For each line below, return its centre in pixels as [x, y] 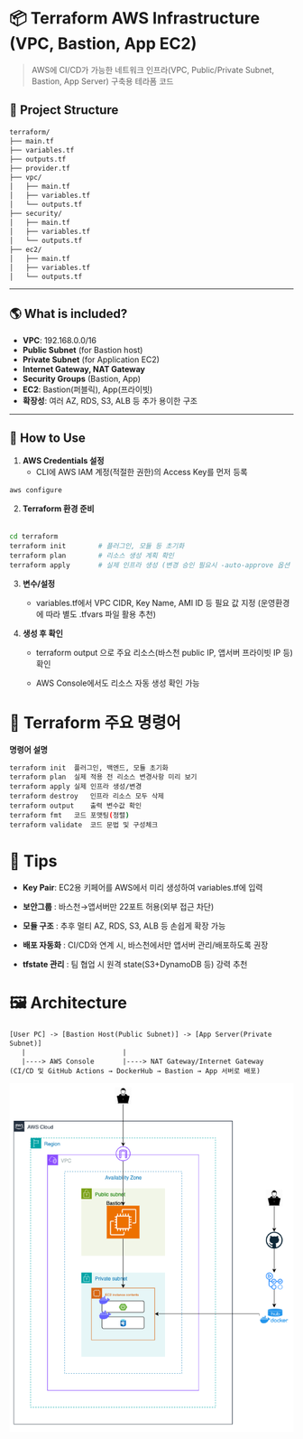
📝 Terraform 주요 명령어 [96, 722]
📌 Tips [33, 861]
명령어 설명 [28, 749]
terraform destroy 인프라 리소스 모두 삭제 [87, 797]
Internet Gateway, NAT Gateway [84, 369]
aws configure [36, 491]
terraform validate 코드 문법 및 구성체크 [84, 825]
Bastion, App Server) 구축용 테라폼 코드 [102, 81]
